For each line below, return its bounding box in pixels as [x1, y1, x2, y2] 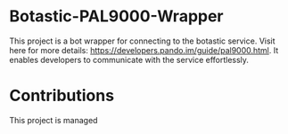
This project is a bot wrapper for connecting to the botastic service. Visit [9, 35, 276, 46]
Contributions [9, 86, 114, 106]
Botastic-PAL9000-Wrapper [9, 6, 225, 27]
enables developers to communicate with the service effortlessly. [9, 54, 250, 65]
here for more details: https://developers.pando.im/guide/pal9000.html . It [9, 44, 279, 55]
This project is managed [9, 114, 98, 125]
